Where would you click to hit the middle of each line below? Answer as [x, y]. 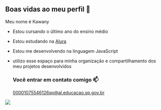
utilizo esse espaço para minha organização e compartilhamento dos [84, 61]
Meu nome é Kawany [27, 21]
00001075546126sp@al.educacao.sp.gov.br [59, 93]
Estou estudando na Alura [39, 41]
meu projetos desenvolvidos [42, 66]
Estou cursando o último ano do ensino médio [60, 31]
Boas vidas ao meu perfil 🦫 [48, 9]
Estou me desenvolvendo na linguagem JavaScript [65, 51]
